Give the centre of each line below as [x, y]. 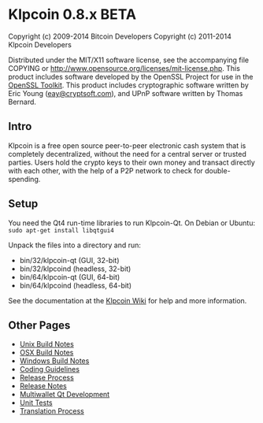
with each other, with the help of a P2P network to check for [106, 170]
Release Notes [43, 386]
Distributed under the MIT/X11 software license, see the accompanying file [129, 60]
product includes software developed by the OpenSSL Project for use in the [131, 76]
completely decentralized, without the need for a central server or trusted [127, 154]
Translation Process [52, 411]
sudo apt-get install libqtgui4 [61, 230]
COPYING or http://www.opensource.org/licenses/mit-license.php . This [124, 68]
